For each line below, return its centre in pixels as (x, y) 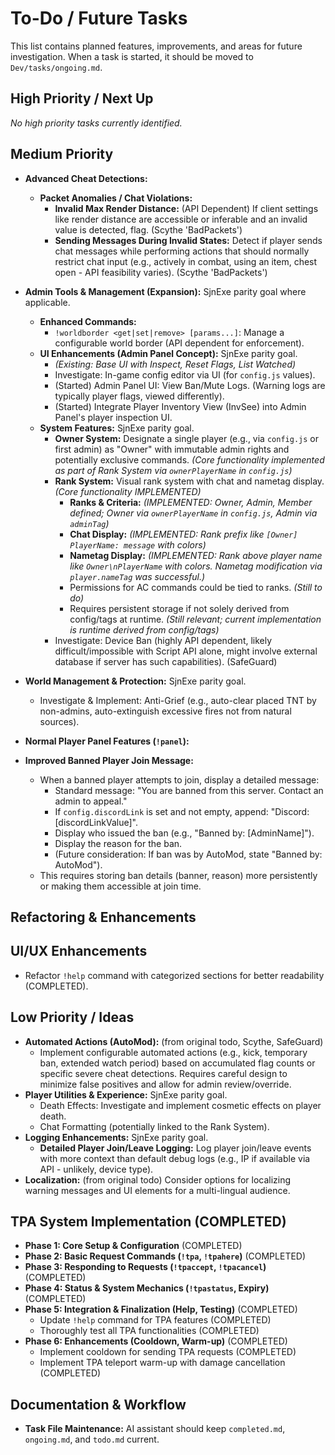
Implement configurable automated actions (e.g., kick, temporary (173, 1052)
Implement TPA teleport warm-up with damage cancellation (162, 1363)
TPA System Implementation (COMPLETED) (148, 1221)
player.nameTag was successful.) (137, 576)
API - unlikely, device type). (96, 1169)
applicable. (47, 302)
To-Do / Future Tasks (99, 18)
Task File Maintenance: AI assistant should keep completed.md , (155, 1429)
